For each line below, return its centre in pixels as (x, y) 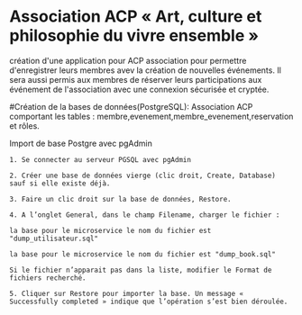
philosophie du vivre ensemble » (134, 36)
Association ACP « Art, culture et (136, 17)
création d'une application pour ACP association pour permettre (128, 60)
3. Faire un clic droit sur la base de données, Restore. (120, 199)
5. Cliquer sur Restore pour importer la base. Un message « (127, 293)
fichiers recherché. (48, 278)
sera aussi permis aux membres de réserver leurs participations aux (136, 79)
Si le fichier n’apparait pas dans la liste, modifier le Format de (141, 270)
